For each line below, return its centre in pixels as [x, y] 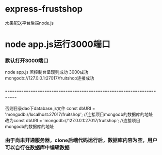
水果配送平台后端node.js [30, 23]
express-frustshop [44, 9]
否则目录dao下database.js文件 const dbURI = [50, 108]
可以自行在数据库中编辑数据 [37, 147]
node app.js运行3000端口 [58, 44]
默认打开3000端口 [27, 61]
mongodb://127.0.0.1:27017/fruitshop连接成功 [50, 78]
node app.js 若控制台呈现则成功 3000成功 [47, 72]
